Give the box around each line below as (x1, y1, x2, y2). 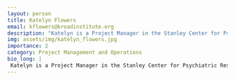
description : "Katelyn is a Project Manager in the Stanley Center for (7, 29, 220, 37)
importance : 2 (7, 42, 49, 49)
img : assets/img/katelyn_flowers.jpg (7, 36, 117, 43)
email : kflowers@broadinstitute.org (7, 23, 114, 30)
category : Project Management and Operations (7, 49, 142, 56)
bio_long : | (7, 56, 42, 63)
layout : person (7, 10, 52, 17)
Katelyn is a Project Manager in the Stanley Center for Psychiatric (10, 62, 218, 69)
